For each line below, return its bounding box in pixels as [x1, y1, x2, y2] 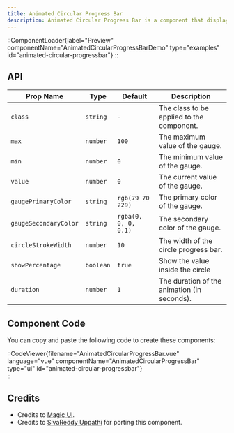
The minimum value [159, 152, 224, 162]
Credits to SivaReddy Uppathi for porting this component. [17, 418, 182, 426]
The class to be [159, 103, 209, 113]
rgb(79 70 [117, 194, 150, 203]
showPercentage [10, 261, 61, 270]
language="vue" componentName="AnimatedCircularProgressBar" [7, 357, 200, 365]
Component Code [7, 317, 86, 329]
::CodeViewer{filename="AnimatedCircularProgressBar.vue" [7, 350, 180, 358]
